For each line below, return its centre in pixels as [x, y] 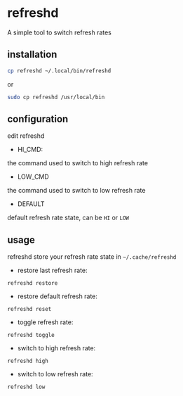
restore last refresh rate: [52, 270]
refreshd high [28, 361]
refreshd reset [29, 309]
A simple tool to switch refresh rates [60, 32]
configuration [38, 119]
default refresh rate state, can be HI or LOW [68, 218]
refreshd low [26, 387]
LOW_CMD [33, 177]
